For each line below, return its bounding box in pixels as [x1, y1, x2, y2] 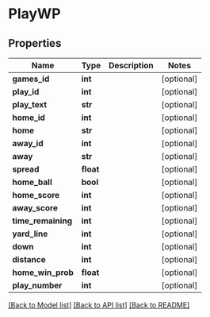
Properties [8, 37, 62, 50]
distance [12, 254, 46, 265]
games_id [12, 73, 50, 84]
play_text [12, 99, 48, 110]
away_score [12, 203, 58, 213]
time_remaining [12, 215, 73, 226]
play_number [12, 280, 63, 291]
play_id [12, 87, 40, 97]
